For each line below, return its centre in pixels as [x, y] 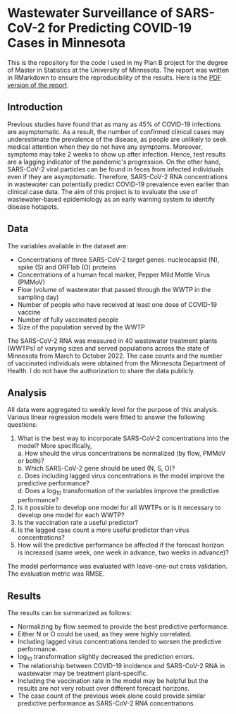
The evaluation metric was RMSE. [56, 574]
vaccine [29, 312]
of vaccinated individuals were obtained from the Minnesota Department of [116, 363]
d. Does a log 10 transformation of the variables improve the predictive [118, 492]
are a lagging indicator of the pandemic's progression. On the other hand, [114, 162]
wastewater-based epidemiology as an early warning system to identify [111, 199]
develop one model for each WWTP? [71, 515]
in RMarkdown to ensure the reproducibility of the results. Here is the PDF [114, 77]
